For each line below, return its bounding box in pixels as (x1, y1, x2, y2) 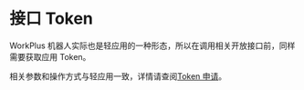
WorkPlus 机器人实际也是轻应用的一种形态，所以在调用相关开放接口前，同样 (9, 40, 296, 51)
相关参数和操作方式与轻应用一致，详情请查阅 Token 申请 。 (9, 70, 227, 82)
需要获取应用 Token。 (9, 51, 91, 62)
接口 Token (9, 8, 94, 29)
